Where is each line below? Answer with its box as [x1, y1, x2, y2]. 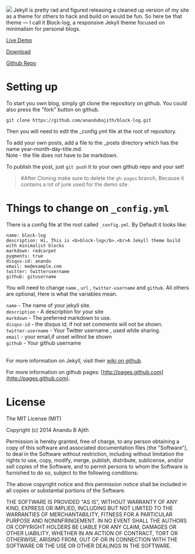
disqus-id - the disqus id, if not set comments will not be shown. [6, 320, 163, 327]
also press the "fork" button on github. [6, 106, 100, 113]
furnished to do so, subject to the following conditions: [6, 469, 138, 476]
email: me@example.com [6, 263, 62, 269]
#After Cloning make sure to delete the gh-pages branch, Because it [20, 174, 184, 182]
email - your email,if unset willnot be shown [6, 333, 112, 340]
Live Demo [6, 37, 32, 44]
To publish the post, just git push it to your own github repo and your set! [6, 163, 184, 170]
